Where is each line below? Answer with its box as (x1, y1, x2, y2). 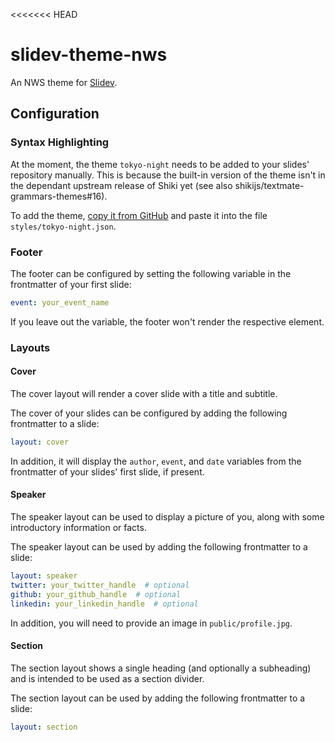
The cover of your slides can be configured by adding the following (10, 407, 288, 419)
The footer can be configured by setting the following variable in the (10, 267, 292, 279)
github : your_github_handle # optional (10, 589, 182, 599)
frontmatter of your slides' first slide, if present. (10, 465, 205, 478)
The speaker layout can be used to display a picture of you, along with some (10, 511, 325, 523)
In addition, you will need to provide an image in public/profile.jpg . (10, 617, 293, 629)
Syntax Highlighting (10, 135, 110, 149)
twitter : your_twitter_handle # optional (10, 580, 190, 590)
